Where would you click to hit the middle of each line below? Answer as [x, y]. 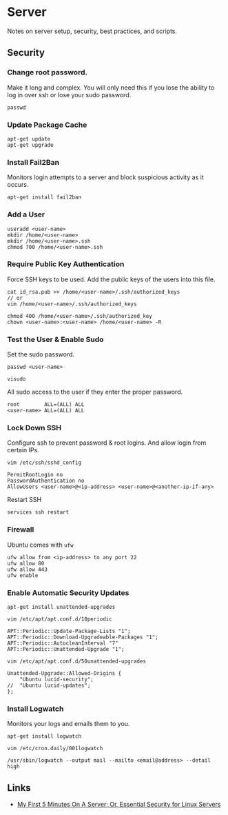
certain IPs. [23, 450]
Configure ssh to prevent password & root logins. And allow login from [107, 443]
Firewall [21, 530]
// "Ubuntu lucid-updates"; [49, 685]
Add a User [26, 214]
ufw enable [23, 575]
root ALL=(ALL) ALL [46, 405]
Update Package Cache [47, 125]
